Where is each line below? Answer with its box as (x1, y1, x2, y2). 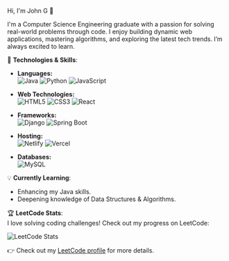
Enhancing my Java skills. (17, 188, 92, 196)
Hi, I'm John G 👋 (7, 7, 54, 15)
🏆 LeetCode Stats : (7, 209, 63, 217)
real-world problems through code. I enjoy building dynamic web (7, 28, 193, 35)
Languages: (17, 70, 53, 77)
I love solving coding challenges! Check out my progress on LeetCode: (7, 219, 210, 227)
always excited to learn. (7, 42, 75, 50)
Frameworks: (17, 111, 57, 119)
